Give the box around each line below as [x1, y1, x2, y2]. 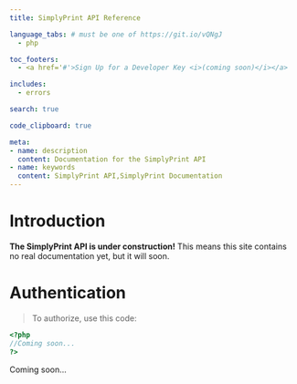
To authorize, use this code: [31, 312, 137, 324]
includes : [9, 79, 48, 89]
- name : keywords [9, 163, 76, 172]
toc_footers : [9, 55, 59, 64]
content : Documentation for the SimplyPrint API [17, 154, 207, 164]
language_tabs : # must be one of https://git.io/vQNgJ [9, 29, 223, 39]
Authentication [9, 283, 126, 304]
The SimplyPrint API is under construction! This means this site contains [9, 241, 288, 252]
